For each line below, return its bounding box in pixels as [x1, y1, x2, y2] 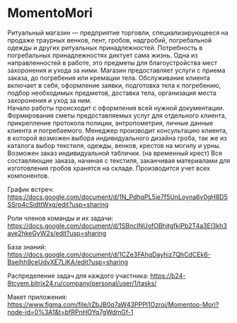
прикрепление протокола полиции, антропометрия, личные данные [7, 118, 214, 127]
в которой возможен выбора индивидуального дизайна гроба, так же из [7, 133, 228, 142]
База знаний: [7, 242, 47, 251]
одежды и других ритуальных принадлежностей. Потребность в [7, 43, 203, 52]
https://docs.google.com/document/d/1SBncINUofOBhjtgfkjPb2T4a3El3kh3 [7, 221, 228, 229]
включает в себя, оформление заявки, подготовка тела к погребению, [7, 81, 221, 89]
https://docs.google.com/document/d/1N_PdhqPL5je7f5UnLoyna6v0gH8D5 [7, 193, 229, 201]
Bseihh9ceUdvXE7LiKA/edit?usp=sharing [7, 257, 129, 266]
